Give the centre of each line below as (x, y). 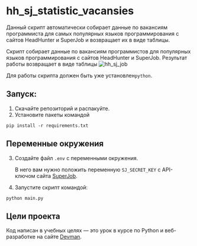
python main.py (25, 198)
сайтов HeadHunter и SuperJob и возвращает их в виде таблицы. (88, 40)
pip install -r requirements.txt (47, 126)
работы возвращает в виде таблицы (52, 64)
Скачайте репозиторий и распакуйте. (62, 108)
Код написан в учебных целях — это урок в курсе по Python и (85, 231)
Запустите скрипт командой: (51, 187)
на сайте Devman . (59, 237)
